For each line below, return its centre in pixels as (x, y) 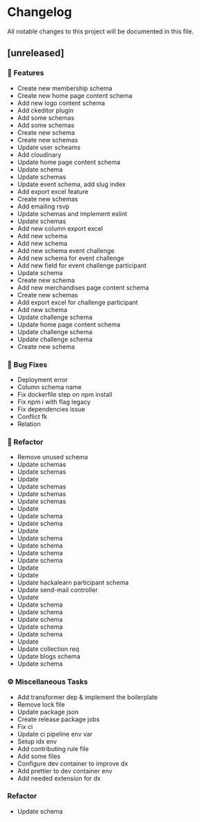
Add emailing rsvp (43, 206)
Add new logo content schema (61, 103)
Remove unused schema (52, 457)
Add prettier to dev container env (65, 771)
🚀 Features (26, 73)
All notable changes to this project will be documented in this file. (101, 31)
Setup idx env (37, 741)
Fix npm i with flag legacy (54, 402)
